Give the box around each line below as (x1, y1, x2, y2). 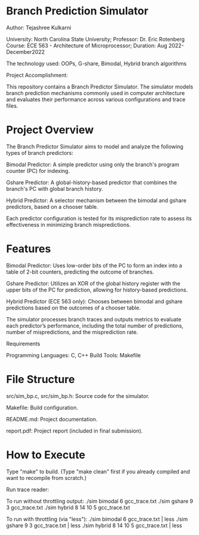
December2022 (6, 48, 45, 55)
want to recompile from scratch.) (6, 474, 87, 481)
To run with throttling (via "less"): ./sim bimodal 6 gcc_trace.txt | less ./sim (6, 515, 188, 522)
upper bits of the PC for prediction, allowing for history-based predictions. (6, 286, 188, 293)
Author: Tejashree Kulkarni (6, 24, 71, 31)
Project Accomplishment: (6, 71, 69, 78)
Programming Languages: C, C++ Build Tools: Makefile (6, 351, 141, 358)
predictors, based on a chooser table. (6, 203, 98, 210)
